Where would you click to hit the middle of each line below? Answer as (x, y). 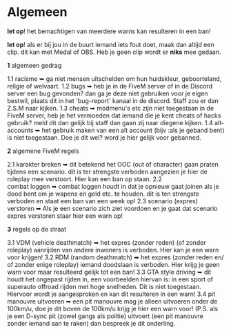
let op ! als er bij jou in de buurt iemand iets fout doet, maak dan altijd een (111, 44)
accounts (20, 130)
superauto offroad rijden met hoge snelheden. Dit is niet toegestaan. (104, 286)
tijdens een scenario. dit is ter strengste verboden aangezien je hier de (108, 171)
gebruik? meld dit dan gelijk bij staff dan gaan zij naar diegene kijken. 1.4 (110, 122)
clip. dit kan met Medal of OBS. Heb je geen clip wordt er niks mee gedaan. (114, 52)
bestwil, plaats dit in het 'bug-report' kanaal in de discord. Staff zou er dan (113, 100)
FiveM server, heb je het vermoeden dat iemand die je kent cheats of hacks (114, 115)
